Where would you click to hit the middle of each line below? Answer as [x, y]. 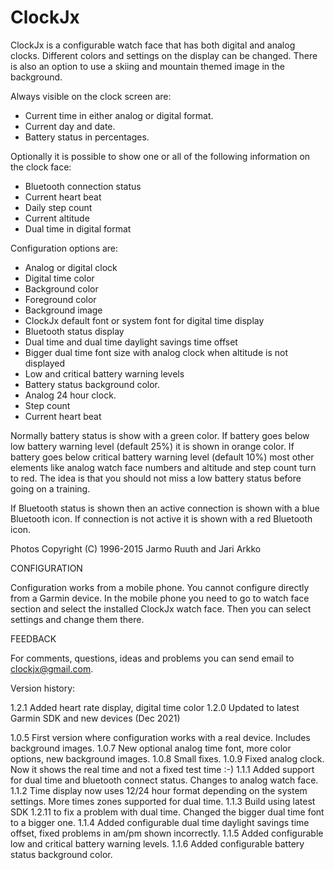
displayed [45, 363]
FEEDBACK [33, 638]
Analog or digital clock [71, 267]
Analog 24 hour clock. [70, 395]
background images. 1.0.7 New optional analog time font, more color [151, 748]
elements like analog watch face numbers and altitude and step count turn [163, 467]
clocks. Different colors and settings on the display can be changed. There [164, 55]
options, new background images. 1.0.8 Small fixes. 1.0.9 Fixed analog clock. [167, 758]
